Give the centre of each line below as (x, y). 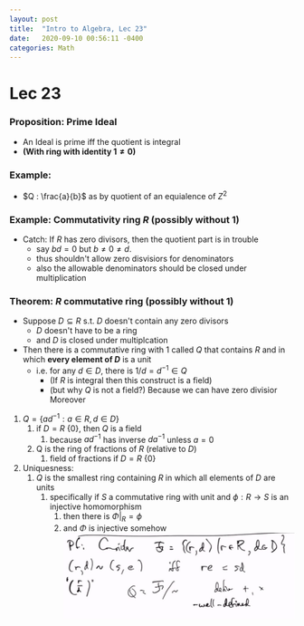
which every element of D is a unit (87, 360)
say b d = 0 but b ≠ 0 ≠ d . (84, 248)
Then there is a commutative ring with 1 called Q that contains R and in (154, 350)
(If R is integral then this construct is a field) (131, 380)
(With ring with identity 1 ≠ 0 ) (79, 151)
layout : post (34, 19)
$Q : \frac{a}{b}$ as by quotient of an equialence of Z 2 (125, 195)
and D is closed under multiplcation (102, 341)
